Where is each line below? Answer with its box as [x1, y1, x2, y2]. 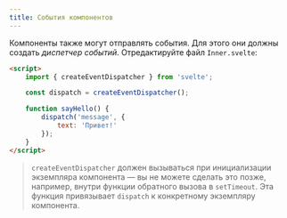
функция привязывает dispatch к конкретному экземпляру [30, 190, 256, 201]
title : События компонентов [9, 12, 114, 22]
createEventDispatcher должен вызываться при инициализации [30, 162, 272, 173]
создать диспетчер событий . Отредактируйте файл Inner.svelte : [9, 46, 258, 58]
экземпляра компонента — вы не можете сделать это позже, [30, 171, 266, 182]
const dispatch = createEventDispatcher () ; [25, 88, 190, 98]
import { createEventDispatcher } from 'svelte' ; [25, 72, 214, 81]
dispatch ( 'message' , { [41, 113, 126, 122]
